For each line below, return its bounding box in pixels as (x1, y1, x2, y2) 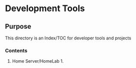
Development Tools (5, 3, 85, 14)
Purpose (5, 22, 32, 31)
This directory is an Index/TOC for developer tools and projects (5, 35, 132, 41)
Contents (5, 47, 28, 54)
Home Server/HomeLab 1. (12, 58, 64, 64)
